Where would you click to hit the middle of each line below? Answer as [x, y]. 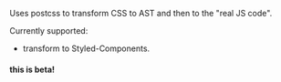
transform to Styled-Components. [86, 48]
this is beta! [32, 69]
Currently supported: [49, 31]
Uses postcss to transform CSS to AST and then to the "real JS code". [141, 13]
